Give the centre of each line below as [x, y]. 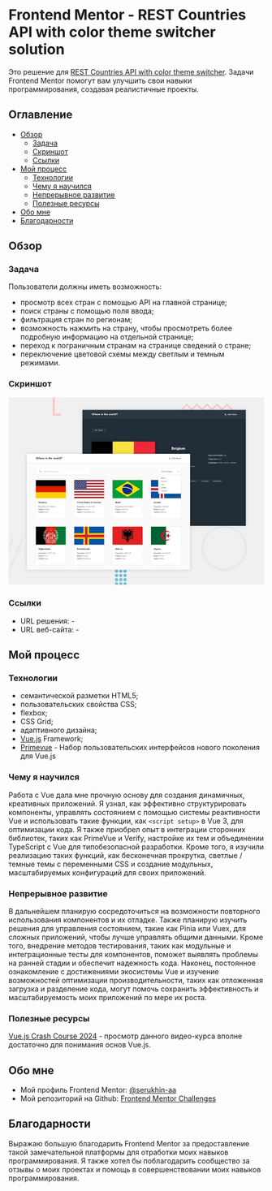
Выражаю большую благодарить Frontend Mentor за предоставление [129, 1143]
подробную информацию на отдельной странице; [107, 337]
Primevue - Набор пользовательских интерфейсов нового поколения [140, 748]
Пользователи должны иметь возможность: [85, 287]
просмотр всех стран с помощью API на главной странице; [123, 303]
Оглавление [41, 115]
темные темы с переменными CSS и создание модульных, [111, 864]
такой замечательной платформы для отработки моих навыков [119, 1152]
